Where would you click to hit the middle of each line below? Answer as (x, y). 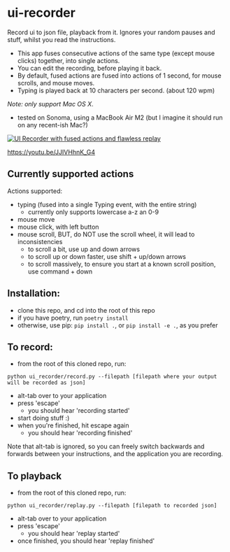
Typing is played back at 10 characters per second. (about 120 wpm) (116, 90)
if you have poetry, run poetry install (73, 318)
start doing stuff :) (43, 418)
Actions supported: (35, 191)
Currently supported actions (71, 174)
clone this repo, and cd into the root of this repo (86, 310)
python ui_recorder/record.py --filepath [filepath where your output (112, 377)
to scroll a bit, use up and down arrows (84, 249)
